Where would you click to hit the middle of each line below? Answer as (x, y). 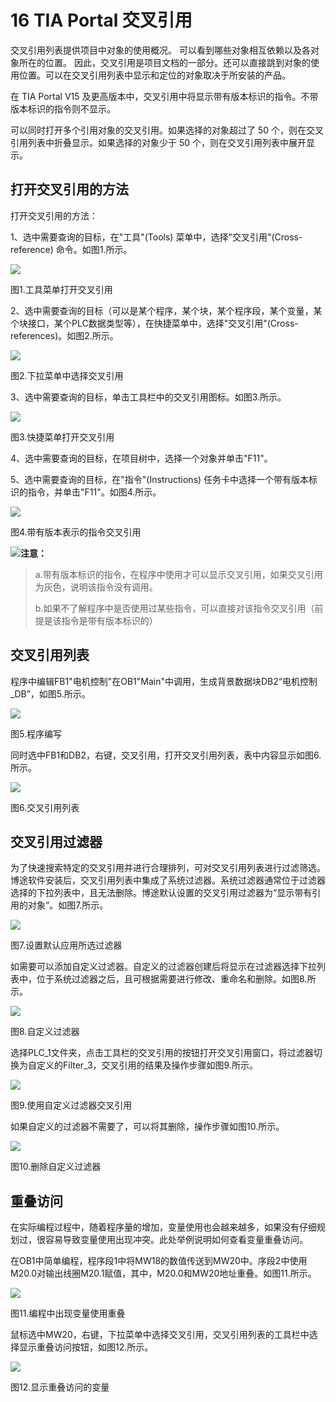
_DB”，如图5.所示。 (50, 693)
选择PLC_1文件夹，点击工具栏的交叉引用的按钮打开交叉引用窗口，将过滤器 (162, 1053)
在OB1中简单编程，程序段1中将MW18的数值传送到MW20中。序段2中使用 (159, 1261)
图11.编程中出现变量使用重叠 (68, 1313)
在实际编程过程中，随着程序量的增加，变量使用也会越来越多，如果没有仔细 (163, 1227)
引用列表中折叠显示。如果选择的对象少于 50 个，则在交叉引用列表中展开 (158, 142)
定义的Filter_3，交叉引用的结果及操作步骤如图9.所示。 (147, 1065)
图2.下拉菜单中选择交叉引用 (67, 375)
